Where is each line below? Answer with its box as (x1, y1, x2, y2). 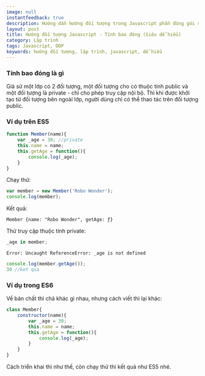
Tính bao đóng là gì (6, 68, 64, 77)
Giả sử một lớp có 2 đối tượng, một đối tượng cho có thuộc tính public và (6, 83, 189, 90)
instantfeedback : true (6, 15, 64, 21)
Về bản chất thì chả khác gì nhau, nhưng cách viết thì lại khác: (6, 295, 162, 302)
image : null (6, 9, 37, 15)
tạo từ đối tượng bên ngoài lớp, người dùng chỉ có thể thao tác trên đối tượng (6, 96, 199, 103)
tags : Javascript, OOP (6, 43, 64, 49)
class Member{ (6, 306, 43, 313)
